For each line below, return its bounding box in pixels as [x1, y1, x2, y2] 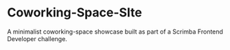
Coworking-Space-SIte [7, 5, 143, 21]
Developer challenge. [7, 34, 67, 42]
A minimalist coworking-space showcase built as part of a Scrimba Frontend [7, 27, 223, 36]
